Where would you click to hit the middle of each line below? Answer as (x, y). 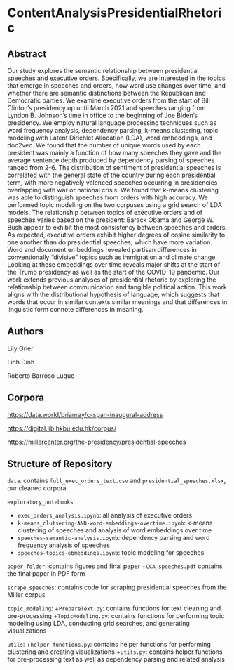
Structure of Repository (60, 464)
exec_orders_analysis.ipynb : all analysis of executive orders (105, 515)
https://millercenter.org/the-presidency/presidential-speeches (97, 442)
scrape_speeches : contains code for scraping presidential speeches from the (117, 587)
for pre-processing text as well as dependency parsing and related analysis (116, 659)
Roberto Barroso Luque (41, 375)
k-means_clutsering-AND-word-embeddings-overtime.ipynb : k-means (115, 523)
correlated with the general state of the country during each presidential (111, 175)
